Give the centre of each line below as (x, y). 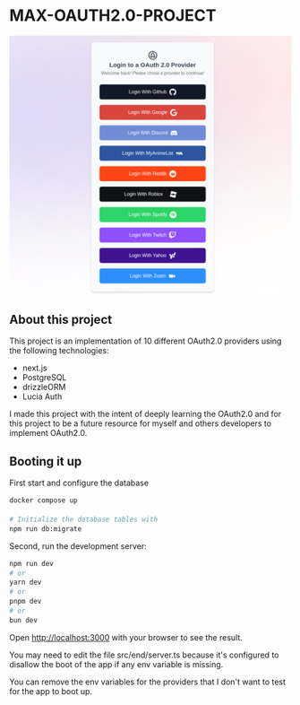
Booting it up (46, 461)
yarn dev (26, 583)
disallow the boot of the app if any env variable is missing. (116, 664)
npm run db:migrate (46, 529)
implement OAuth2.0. (48, 433)
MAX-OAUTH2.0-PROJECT (113, 16)
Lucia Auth (42, 396)
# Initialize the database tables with (84, 519)
